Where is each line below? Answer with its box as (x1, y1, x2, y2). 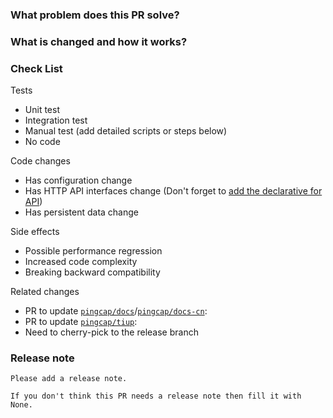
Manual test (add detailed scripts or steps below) (24, 125, 228, 137)
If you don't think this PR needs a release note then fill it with (10, 391, 302, 402)
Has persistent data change (24, 206, 139, 218)
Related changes (10, 286, 80, 298)
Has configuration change (24, 174, 133, 187)
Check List (10, 61, 63, 75)
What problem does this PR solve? (10, 8, 180, 22)
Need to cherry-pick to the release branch (24, 326, 199, 338)
